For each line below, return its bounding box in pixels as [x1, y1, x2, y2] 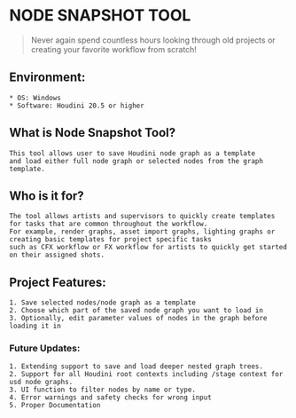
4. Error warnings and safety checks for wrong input [9, 393, 213, 402]
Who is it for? [9, 188, 84, 203]
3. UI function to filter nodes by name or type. [9, 385, 197, 395]
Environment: [9, 70, 86, 85]
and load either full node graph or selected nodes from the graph [9, 156, 264, 165]
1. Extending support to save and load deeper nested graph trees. [9, 362, 264, 371]
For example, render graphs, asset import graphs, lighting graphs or [9, 227, 276, 236]
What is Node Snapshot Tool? [9, 125, 175, 140]
